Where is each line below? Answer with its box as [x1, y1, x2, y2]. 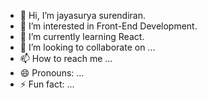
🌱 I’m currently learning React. [19, 31, 145, 42]
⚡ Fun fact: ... [19, 78, 75, 90]
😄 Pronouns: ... [19, 67, 85, 79]
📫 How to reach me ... [19, 53, 113, 64]
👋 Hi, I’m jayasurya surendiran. [19, 10, 147, 21]
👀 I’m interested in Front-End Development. [19, 20, 198, 32]
